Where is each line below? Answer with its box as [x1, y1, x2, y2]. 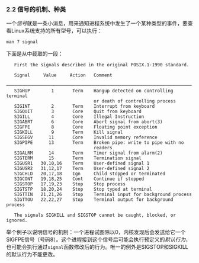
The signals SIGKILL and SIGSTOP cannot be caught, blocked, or [14, 212, 176, 219]
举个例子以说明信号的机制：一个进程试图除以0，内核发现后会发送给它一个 [6, 229, 186, 236]
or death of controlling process [94, 98, 176, 104]
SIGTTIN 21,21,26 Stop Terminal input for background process [14, 191, 192, 198]
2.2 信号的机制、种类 [6, 5, 66, 13]
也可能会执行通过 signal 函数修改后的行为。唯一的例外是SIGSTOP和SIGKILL [6, 243, 188, 251]
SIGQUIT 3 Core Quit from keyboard [14, 108, 142, 115]
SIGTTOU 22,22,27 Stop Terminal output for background [14, 197, 174, 203]
